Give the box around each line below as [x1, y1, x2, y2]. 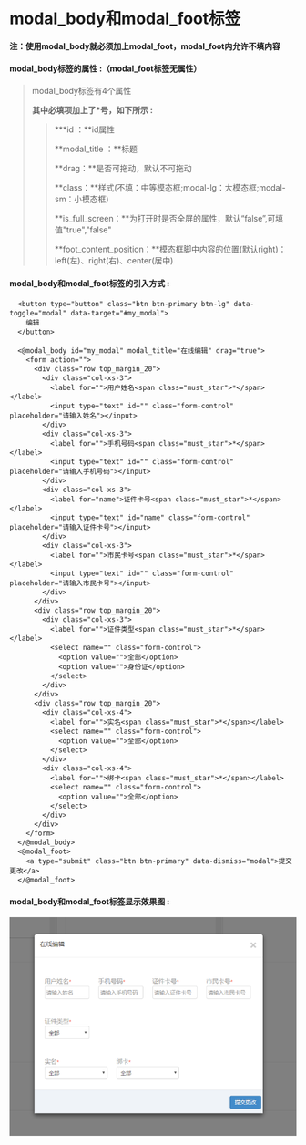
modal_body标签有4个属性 [31, 85, 132, 96]
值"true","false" [54, 224, 112, 235]
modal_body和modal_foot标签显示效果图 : [9, 895, 170, 907]
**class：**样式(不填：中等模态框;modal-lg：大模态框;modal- [54, 181, 287, 192]
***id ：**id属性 [54, 124, 116, 135]
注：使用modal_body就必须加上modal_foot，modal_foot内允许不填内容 [9, 40, 280, 51]
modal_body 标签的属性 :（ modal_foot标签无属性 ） [9, 63, 202, 74]
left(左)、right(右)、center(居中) [54, 254, 174, 265]
